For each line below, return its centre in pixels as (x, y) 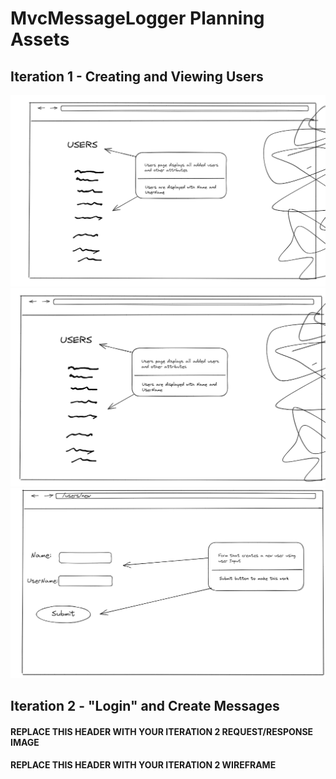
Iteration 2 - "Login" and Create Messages (145, 706)
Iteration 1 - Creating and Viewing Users (137, 76)
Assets (40, 39)
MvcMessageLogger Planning (137, 18)
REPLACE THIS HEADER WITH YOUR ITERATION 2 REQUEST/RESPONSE (162, 731)
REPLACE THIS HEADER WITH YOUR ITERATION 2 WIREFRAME (143, 765)
